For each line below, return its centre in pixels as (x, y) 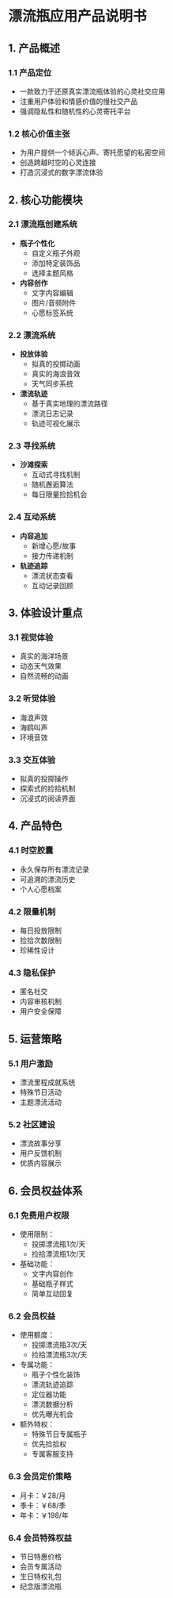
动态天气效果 (40, 666)
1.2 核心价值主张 (39, 133)
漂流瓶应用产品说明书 (78, 16)
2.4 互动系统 (32, 517)
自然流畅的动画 (44, 676)
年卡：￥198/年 (44, 1515)
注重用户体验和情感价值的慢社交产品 (79, 101)
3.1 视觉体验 (31, 637)
